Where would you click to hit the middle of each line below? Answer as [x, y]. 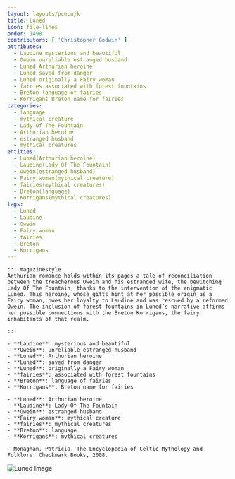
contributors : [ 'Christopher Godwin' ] [68, 40]
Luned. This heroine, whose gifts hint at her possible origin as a [110, 295]
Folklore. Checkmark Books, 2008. [58, 455]
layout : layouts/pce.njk [44, 14]
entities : [22, 152]
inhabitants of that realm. [49, 319]
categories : [25, 106]
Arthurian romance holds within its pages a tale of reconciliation [110, 276]
